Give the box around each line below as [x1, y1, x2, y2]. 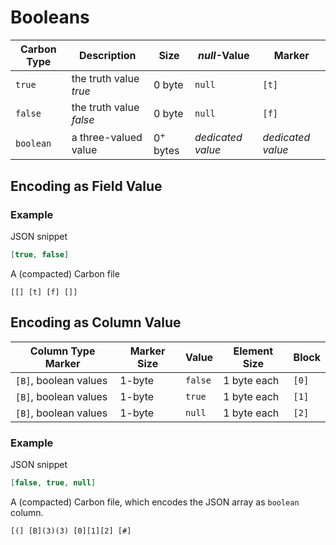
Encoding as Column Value [10, 314, 182, 331]
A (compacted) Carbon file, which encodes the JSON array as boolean [10, 496, 300, 508]
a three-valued [71, 130, 143, 144]
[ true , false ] [10, 249, 70, 260]
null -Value [198, 48, 250, 62]
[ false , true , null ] [10, 477, 97, 488]
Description [79, 48, 137, 62]
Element [233, 344, 274, 358]
